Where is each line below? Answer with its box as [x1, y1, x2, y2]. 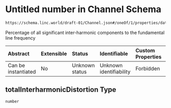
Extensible [40, 50, 67, 57]
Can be [8, 62, 25, 69]
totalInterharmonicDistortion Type [5, 85, 117, 94]
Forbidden [135, 65, 160, 72]
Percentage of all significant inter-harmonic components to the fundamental [5, 29, 165, 35]
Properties [135, 53, 162, 60]
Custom [135, 47, 155, 54]
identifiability [99, 68, 131, 75]
